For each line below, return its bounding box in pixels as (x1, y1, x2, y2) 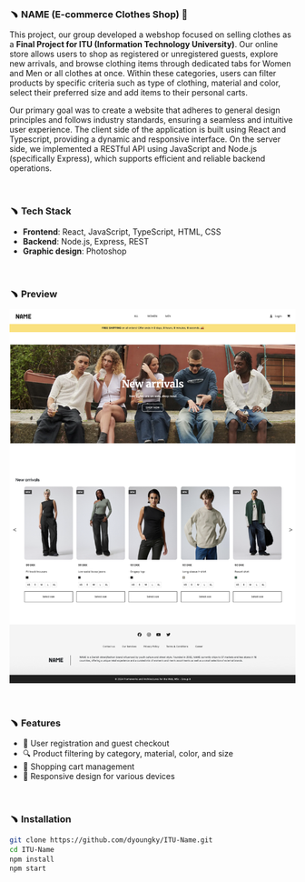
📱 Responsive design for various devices (22, 771, 175, 782)
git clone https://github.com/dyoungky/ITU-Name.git (9, 835, 213, 845)
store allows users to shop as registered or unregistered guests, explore (9, 48, 279, 60)
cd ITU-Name (9, 845, 54, 854)
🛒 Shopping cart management (22, 761, 135, 772)
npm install (9, 855, 54, 864)
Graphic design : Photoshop (22, 246, 127, 256)
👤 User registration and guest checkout (22, 738, 170, 749)
